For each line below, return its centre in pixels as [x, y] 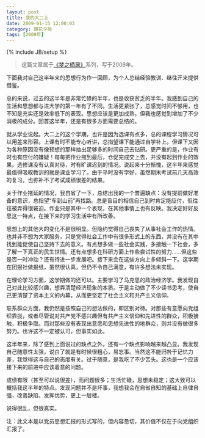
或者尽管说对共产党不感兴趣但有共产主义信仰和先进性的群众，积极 [110, 316]
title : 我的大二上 [27, 18]
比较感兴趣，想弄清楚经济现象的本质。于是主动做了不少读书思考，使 [108, 288]
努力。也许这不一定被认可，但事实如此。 [57, 331]
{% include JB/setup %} [37, 52]
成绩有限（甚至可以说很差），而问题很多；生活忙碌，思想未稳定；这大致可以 [101, 380]
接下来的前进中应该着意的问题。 [46, 367]
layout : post [23, 12]
